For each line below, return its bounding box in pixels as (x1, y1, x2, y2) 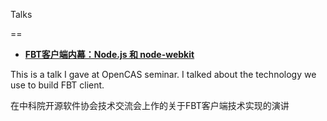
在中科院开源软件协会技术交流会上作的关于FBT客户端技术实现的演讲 (10, 100, 290, 111)
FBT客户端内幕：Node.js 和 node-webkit (24, 49, 195, 60)
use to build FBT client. (10, 79, 105, 91)
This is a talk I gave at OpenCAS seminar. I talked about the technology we (10, 69, 317, 80)
